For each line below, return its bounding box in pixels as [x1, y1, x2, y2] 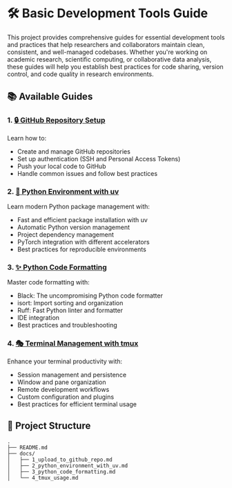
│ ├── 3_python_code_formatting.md [7, 469, 116, 476]
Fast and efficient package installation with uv [17, 215, 148, 224]
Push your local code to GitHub [17, 162, 106, 170]
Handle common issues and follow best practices [17, 169, 157, 177]
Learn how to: [7, 134, 47, 142]
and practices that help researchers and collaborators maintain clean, [7, 40, 205, 48]
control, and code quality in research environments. [7, 70, 154, 78]
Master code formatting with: [7, 278, 90, 287]
